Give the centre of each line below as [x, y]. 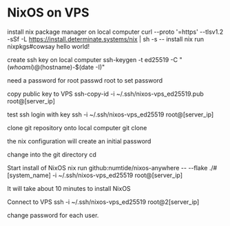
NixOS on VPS [48, 13]
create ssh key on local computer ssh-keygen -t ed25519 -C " [95, 59]
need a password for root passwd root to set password [85, 80]
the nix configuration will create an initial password [79, 141]
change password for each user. [53, 215]
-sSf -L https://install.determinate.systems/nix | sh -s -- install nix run [106, 39]
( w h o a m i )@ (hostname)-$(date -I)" [56, 67]
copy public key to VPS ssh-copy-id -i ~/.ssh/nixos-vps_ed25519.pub [106, 94]
